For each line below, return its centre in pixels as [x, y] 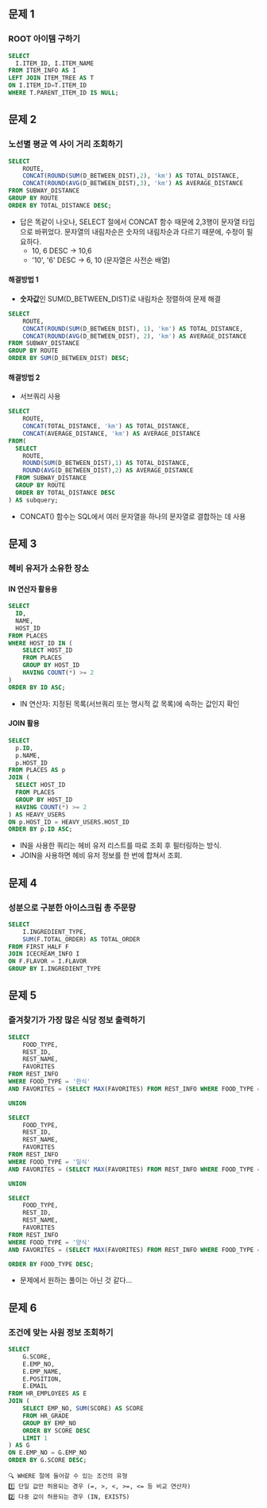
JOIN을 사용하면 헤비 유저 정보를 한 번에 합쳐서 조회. [101, 855]
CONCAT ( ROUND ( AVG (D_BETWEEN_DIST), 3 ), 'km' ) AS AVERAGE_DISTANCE [133, 184]
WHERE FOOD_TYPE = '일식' [50, 1162]
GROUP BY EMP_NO [50, 1423]
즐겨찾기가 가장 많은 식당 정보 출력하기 [77, 1020]
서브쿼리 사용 [40, 397]
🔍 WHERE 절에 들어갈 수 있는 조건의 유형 [68, 1476]
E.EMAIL [35, 1386]
